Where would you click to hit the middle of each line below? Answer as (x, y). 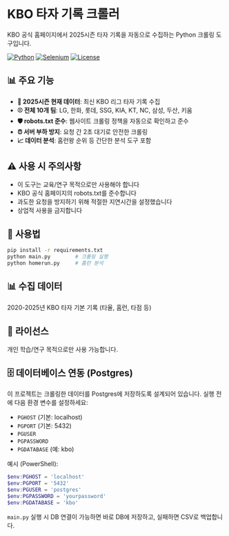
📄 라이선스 (28, 331)
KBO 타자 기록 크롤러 (63, 14)
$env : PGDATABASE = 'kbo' (43, 502)
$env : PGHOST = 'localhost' (46, 477)
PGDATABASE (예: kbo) (46, 449)
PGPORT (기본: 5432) (44, 426)
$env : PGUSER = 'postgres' (44, 490)
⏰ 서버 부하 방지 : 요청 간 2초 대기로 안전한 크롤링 (82, 131)
